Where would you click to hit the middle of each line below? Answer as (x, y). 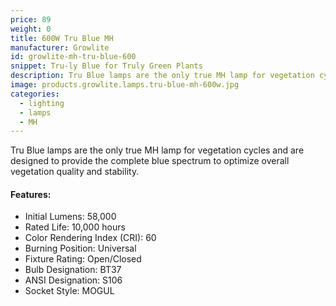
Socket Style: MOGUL (69, 291)
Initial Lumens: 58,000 (70, 217)
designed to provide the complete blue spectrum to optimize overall (150, 161)
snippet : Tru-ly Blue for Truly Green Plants (106, 66)
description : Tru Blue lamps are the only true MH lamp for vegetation (162, 76)
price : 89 (31, 19)
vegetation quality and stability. (75, 172)
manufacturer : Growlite (60, 47)
